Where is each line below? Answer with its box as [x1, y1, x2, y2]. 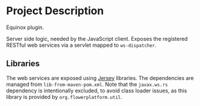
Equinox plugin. [6, 24, 45, 31]
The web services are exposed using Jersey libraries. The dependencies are [6, 74, 194, 81]
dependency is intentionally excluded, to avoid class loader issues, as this [6, 87, 187, 94]
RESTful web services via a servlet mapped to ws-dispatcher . [6, 41, 157, 49]
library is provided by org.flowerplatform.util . [6, 93, 123, 100]
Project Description [6, 4, 104, 18]
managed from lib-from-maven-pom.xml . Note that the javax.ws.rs [6, 81, 168, 88]
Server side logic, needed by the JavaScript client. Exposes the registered [6, 35, 188, 42]
